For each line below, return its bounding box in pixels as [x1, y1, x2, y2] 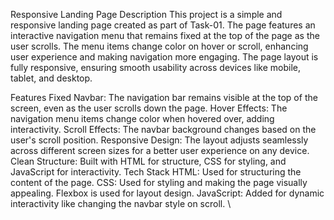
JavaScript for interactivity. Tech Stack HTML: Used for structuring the [10, 166, 302, 178]
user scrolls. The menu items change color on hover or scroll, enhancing [10, 40, 309, 52]
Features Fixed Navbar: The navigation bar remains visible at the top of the [10, 92, 318, 103]
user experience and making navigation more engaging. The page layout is [10, 51, 319, 63]
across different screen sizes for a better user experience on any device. [10, 145, 310, 156]
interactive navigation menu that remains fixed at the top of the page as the [10, 30, 320, 41]
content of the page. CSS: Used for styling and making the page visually [10, 177, 308, 188]
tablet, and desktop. [10, 72, 93, 84]
